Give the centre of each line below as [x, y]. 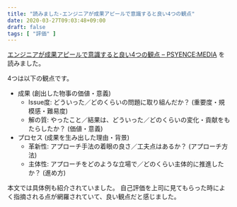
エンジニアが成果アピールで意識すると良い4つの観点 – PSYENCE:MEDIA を [116, 54]
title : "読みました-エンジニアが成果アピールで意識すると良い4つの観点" [101, 14]
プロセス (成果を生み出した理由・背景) [73, 138]
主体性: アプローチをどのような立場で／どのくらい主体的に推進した [126, 164]
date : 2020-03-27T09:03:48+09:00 [57, 20]
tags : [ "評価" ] [32, 34]
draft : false [27, 27]
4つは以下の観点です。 [40, 78]
